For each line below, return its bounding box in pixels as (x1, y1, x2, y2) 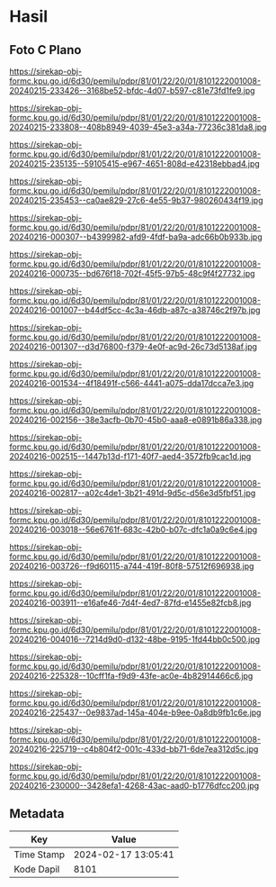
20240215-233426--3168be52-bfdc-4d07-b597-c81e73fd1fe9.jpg (9, 86, 255, 95)
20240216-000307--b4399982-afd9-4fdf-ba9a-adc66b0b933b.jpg (9, 231, 263, 242)
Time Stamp (13, 848, 66, 861)
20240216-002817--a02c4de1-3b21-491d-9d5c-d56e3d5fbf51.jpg (9, 488, 256, 498)
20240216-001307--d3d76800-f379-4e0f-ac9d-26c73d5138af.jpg (9, 341, 258, 352)
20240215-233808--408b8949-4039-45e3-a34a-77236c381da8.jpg (9, 122, 267, 132)
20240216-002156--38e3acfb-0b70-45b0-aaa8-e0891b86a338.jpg (9, 414, 263, 425)
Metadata (9, 806, 65, 821)
